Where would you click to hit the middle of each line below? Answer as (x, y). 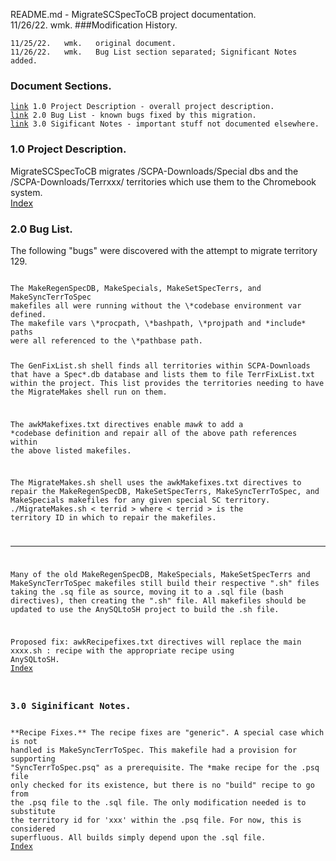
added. (24, 61)
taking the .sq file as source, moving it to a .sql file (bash (147, 592)
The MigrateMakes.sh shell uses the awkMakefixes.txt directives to (156, 483)
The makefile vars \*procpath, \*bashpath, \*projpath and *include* (158, 323)
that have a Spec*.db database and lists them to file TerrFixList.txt (162, 374)
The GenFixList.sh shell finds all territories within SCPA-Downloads (160, 365)
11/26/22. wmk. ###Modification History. (94, 25)
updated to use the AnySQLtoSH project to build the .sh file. (145, 609)
